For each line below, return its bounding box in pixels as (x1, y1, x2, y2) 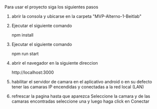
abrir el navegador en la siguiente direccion (11, 60, 98, 66)
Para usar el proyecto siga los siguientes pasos (4, 4, 99, 10)
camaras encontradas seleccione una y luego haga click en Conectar (11, 98, 150, 104)
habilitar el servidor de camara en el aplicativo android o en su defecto (11, 79, 153, 84)
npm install (11, 32, 34, 38)
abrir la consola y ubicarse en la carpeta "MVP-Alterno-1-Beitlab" (11, 14, 142, 19)
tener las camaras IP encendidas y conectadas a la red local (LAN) (11, 84, 144, 90)
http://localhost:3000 (11, 69, 54, 75)
